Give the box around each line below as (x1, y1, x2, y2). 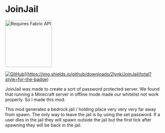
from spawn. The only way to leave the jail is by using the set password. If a (5, 111, 161, 118)
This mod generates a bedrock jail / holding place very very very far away (5, 106, 157, 112)
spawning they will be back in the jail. (5, 122, 82, 128)
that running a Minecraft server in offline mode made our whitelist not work (5, 91, 159, 97)
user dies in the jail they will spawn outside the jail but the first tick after (5, 117, 152, 123)
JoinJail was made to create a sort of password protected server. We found (5, 86, 160, 92)
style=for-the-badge (5, 76, 47, 82)
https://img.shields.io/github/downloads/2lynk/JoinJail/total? (27, 71, 152, 77)
